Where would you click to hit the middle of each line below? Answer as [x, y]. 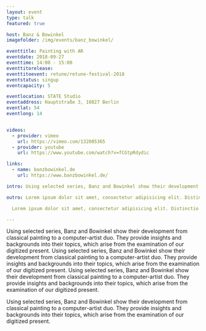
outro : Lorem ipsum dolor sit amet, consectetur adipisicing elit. [94, 197]
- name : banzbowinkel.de [44, 170]
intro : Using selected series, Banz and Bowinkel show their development [103, 186]
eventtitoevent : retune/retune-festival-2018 [65, 74]
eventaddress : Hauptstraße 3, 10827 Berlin [63, 102]
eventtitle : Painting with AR [45, 51]
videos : [16, 130]
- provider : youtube [38, 147]
